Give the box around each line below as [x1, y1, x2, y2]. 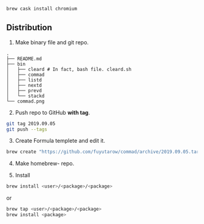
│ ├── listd [6, 76, 42, 83]
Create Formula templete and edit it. [15, 137, 105, 144]
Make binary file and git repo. [15, 38, 89, 46]
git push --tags [6, 126, 47, 132]
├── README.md [6, 55, 42, 62]
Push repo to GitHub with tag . [15, 109, 90, 116]
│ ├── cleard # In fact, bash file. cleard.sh [6, 66, 132, 72]
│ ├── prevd [6, 87, 42, 93]
